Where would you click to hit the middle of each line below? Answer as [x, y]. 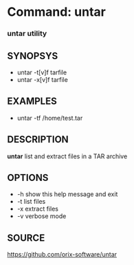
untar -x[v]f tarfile [43, 79]
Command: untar [57, 12]
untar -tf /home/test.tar [50, 118]
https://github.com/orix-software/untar [62, 255]
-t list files [31, 202]
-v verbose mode [42, 216]
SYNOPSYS [33, 56]
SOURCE [26, 238]
